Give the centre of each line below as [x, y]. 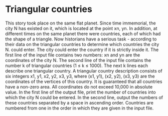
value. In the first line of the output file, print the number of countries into [81, 92]
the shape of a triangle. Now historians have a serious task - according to [81, 39]
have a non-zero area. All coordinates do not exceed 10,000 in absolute [79, 86]
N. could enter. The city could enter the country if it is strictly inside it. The [82, 49]
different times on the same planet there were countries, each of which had [83, 33]
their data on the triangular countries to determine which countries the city [82, 44]
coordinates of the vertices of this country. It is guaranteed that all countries [84, 81]
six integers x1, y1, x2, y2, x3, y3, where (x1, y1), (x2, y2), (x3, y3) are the [80, 76]
